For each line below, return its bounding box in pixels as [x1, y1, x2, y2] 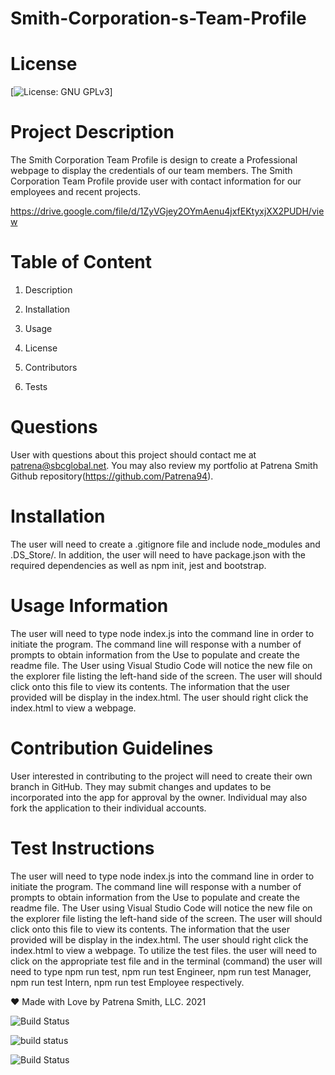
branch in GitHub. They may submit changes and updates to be [10, 780, 272, 792]
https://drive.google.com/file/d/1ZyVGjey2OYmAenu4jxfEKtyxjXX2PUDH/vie [10, 205, 325, 217]
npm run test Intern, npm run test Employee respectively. [10, 976, 245, 988]
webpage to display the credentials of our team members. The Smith [10, 165, 293, 177]
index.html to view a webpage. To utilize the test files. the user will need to [10, 944, 317, 956]
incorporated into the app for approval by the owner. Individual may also [10, 791, 308, 803]
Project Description [10, 121, 175, 144]
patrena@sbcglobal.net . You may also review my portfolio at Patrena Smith [10, 459, 318, 471]
